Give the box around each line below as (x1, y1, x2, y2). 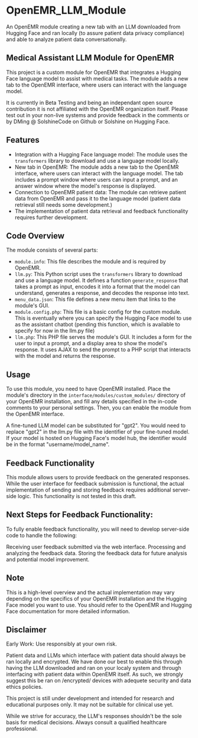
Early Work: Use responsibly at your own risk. (6, 640, 117, 647)
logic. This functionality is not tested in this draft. (17, 493, 137, 499)
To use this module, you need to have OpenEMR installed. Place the (6, 386, 171, 393)
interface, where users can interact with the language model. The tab (14, 169, 183, 177)
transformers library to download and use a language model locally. (14, 157, 180, 164)
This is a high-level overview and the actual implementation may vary (6, 589, 175, 596)
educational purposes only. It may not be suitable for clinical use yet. (6, 701, 174, 708)
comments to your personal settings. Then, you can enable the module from (6, 404, 191, 412)
